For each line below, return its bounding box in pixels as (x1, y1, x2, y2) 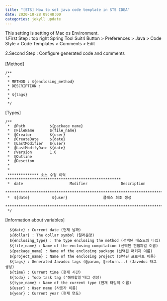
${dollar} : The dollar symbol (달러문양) (9, 233, 95, 238)
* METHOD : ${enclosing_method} (7, 79, 75, 85)
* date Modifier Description (7, 181, 146, 187)
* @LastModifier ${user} (7, 141, 66, 146)
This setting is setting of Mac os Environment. (5, 30, 99, 36)
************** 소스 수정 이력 (7, 173, 66, 178)
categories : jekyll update (5, 16, 61, 21)
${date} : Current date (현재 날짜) (9, 227, 82, 233)
